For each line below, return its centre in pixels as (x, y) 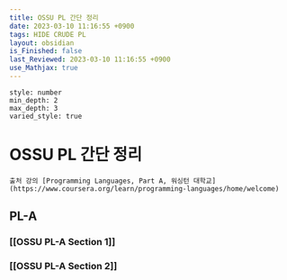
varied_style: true (46, 116)
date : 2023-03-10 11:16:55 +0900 (72, 26)
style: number (36, 92)
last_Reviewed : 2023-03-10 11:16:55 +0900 (90, 59)
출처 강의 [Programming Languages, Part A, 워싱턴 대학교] (113, 181)
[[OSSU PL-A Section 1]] (63, 242)
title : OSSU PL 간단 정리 (54, 18)
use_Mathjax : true (44, 68)
